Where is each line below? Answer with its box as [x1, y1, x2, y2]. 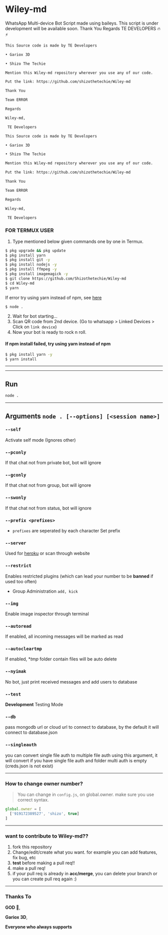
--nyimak [5, 669, 26, 675]
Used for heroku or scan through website [5, 551, 90, 557]
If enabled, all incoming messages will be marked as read [5, 633, 123, 639]
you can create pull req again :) [12, 876, 77, 882]
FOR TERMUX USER [5, 227, 54, 234]
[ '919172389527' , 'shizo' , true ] [9, 811, 79, 816]
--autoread [5, 623, 31, 629]
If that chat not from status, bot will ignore [5, 505, 91, 511]
